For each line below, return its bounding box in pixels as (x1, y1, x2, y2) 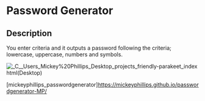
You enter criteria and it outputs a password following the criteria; (6, 44, 171, 51)
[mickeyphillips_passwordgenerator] (6, 81, 99, 88)
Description (6, 28, 52, 39)
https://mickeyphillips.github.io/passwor (97, 81, 199, 88)
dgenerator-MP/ (6, 88, 47, 95)
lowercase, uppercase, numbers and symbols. (6, 51, 123, 58)
